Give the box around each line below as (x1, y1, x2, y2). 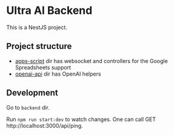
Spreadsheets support (15, 64, 72, 71)
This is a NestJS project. (6, 24, 68, 31)
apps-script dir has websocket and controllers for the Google (15, 57, 168, 64)
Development (6, 88, 59, 98)
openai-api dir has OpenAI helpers (15, 70, 101, 77)
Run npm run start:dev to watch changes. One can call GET (6, 116, 156, 123)
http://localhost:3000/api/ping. (6, 122, 83, 129)
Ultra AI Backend (6, 4, 93, 18)
